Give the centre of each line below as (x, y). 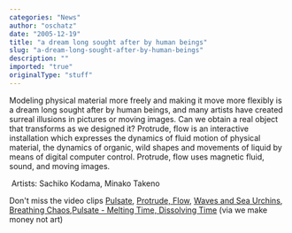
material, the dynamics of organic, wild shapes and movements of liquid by (146, 147)
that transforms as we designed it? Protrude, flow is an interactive (129, 128)
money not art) (36, 219)
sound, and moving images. (60, 166)
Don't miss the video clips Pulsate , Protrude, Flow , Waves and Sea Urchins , (146, 200)
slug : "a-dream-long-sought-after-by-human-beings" (106, 50)
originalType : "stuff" (51, 75)
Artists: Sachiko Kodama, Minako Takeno (86, 183)
